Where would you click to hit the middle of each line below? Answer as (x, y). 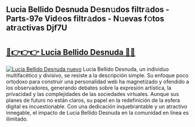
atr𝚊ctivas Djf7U (37, 28)
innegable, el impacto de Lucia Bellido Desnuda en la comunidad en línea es (97, 113)
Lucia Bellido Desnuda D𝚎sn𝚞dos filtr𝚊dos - (88, 10)
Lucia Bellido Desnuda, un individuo (126, 69)
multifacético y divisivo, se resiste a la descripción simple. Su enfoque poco (97, 75)
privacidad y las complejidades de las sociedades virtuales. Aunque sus (93, 94)
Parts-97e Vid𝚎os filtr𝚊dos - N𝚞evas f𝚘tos (85, 19)
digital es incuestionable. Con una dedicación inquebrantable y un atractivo (97, 107)
